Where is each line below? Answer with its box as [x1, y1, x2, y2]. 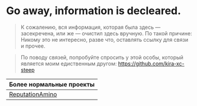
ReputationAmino [9, 90, 57, 98]
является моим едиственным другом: [20, 60, 117, 67]
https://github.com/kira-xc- [118, 60, 185, 67]
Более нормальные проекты [9, 80, 95, 88]
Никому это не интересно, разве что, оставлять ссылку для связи [20, 36, 188, 43]
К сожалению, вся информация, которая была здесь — [20, 24, 161, 31]
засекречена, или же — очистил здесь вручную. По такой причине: [20, 29, 192, 37]
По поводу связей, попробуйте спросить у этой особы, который [20, 54, 183, 61]
